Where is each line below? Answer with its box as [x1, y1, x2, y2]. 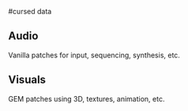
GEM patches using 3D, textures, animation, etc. [8, 94, 165, 103]
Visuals [8, 73, 46, 87]
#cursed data [8, 7, 52, 16]
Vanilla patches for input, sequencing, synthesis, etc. [8, 50, 180, 60]
